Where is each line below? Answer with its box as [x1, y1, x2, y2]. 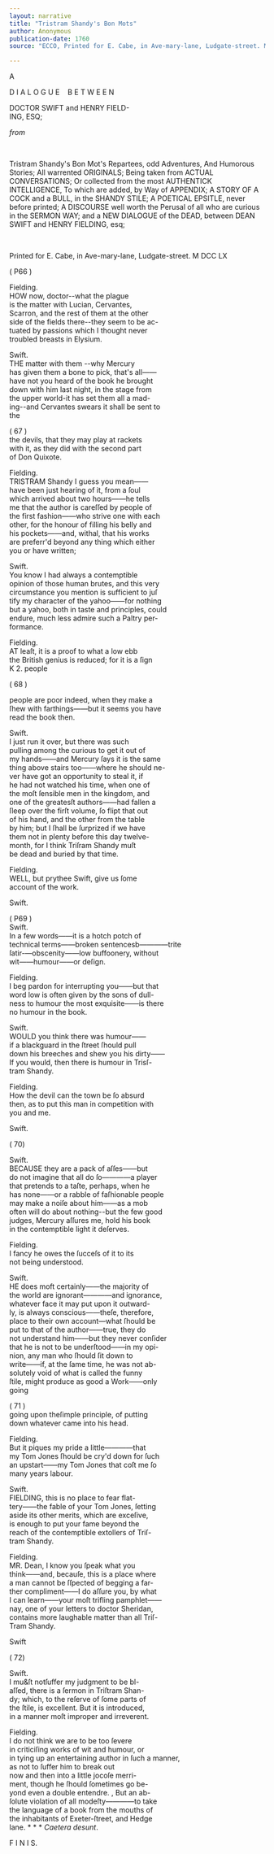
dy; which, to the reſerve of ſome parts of [9, 1695, 146, 1704]
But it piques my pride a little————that [9, 1443, 146, 1452]
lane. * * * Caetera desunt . [9, 1822, 98, 1832]
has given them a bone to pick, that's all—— [9, 368, 157, 377]
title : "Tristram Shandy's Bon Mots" [9, 20, 137, 28]
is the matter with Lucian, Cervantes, [9, 300, 133, 310]
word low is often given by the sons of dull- [9, 990, 154, 1000]
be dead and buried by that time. [9, 849, 119, 859]
